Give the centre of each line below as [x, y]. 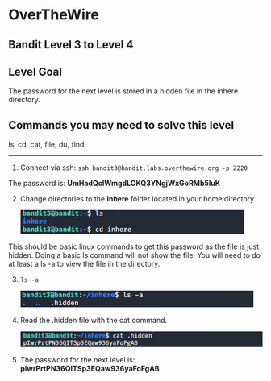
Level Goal [35, 71]
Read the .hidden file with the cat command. [94, 321]
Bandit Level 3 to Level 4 [71, 45]
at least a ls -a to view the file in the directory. [84, 264]
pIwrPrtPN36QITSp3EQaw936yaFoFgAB [90, 369]
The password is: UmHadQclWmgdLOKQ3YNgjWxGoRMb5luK [114, 184]
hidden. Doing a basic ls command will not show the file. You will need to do [134, 255]
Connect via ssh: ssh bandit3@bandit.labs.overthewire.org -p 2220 [134, 168]
